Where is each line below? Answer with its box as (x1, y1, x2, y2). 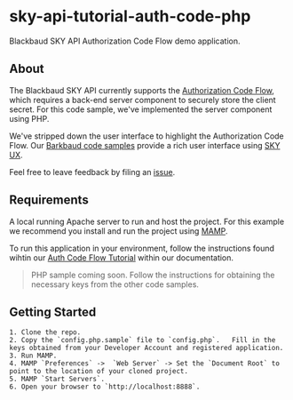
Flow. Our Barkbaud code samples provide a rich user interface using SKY (9, 140, 281, 150)
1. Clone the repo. (9, 328, 82, 337)
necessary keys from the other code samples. (30, 278, 200, 290)
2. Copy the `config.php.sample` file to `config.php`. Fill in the (9, 336, 276, 345)
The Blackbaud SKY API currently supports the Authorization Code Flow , (9, 84, 275, 95)
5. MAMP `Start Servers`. (9, 375, 105, 384)
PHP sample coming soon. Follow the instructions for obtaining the (30, 269, 275, 280)
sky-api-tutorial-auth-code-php (9, 6, 251, 27)
